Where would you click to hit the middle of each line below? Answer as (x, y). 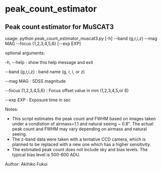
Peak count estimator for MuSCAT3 (59, 27)
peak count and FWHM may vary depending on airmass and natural (79, 129)
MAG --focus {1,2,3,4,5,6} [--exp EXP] (43, 44)
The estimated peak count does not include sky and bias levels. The (80, 149)
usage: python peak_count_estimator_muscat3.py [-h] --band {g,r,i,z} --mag (81, 38)
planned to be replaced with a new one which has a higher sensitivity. (81, 144)
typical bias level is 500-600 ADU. (46, 155)
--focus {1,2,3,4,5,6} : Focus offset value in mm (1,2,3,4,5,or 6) (67, 90)
